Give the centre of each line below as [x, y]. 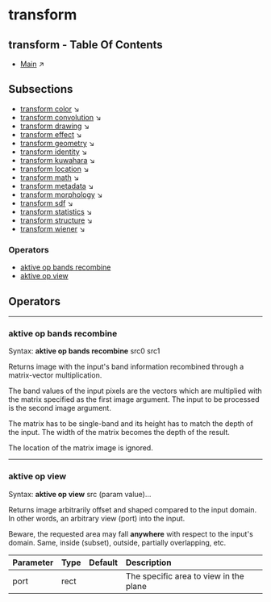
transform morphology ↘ [61, 194]
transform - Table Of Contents [85, 45]
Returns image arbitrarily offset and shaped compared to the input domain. [133, 509]
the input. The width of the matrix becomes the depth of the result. [119, 433]
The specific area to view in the [185, 576]
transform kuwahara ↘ [57, 160]
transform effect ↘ [51, 134]
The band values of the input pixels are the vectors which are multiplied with [135, 391]
